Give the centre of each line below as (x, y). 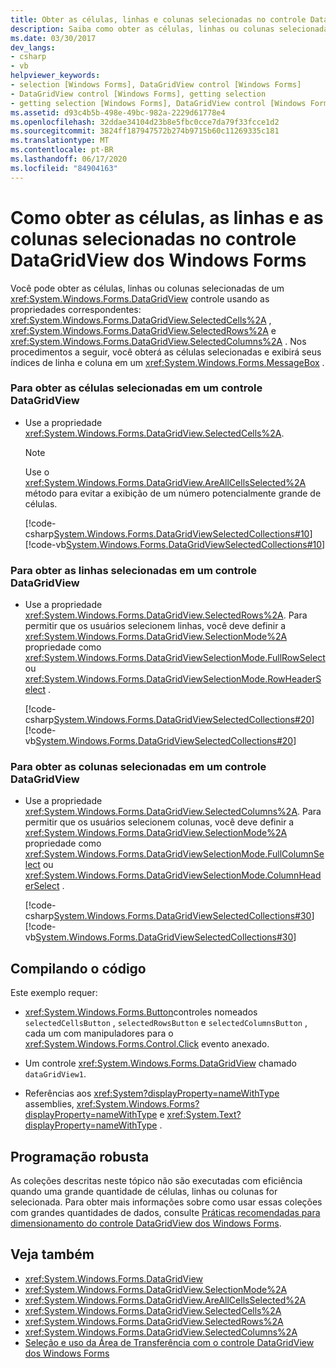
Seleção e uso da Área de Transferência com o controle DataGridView (169, 1342)
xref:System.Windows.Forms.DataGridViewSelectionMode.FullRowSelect (175, 658)
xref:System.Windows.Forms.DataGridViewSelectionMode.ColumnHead (173, 875)
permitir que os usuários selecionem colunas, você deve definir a (159, 822)
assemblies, (49, 1104)
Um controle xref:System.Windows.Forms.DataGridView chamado (161, 1063)
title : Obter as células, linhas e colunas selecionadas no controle (158, 19)
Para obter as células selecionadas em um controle (136, 388)
